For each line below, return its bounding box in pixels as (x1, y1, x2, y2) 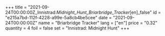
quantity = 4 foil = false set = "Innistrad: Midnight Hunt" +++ (5, 25, 130, 31)
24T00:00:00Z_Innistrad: (5, 9, 57, 15)
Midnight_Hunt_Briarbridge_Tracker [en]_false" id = (56, 9, 161, 15)
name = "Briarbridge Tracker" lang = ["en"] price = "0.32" (38, 20, 157, 26)
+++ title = (5, 4, 27, 10)
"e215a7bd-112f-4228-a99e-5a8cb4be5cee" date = (5, 15, 112, 20)
